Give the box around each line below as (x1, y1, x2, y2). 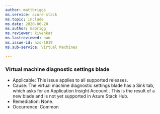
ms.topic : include (5, 17, 44, 22)
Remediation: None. (12, 98, 54, 104)
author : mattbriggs (5, 7, 46, 13)
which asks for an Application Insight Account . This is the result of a (12, 87, 155, 93)
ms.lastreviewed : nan (5, 36, 51, 41)
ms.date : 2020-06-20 (5, 21, 49, 27)
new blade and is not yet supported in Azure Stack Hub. (12, 93, 129, 99)
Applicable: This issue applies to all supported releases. (12, 77, 128, 83)
